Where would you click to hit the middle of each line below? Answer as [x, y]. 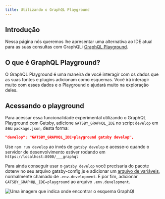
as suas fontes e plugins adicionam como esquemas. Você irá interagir [77, 80]
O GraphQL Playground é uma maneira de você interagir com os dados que [82, 74]
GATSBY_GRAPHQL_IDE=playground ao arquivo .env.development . [68, 182]
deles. [11, 90]
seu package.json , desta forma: [37, 128]
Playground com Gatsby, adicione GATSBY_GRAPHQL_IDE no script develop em [82, 123]
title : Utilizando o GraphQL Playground [48, 10]
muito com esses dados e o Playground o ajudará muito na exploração [77, 85]
